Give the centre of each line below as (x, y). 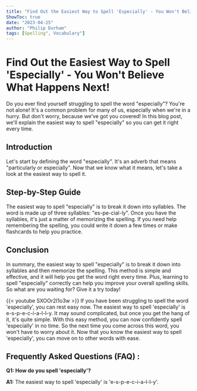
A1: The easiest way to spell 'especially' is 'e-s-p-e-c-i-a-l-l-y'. (82, 382)
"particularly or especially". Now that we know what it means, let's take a (94, 168)
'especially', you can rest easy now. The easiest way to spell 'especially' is (96, 307)
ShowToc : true (23, 17)
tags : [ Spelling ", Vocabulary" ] (45, 34)
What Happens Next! (58, 87)
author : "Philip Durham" (36, 28)
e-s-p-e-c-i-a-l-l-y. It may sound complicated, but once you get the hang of (98, 313)
